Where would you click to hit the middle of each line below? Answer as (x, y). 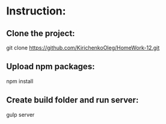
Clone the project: (41, 33)
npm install (20, 81)
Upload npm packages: (51, 67)
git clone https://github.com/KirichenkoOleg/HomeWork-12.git (83, 48)
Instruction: (36, 11)
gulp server (20, 114)
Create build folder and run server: (72, 100)
